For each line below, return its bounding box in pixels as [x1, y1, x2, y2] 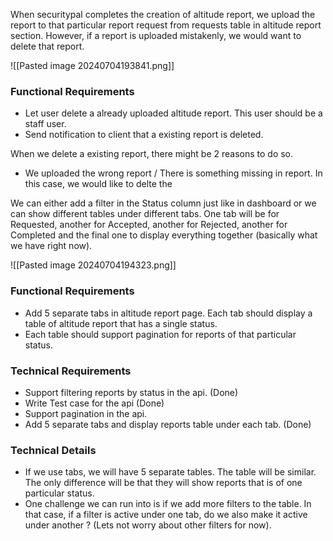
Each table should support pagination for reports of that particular [24, 328, 297, 340]
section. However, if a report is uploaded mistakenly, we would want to [10, 30, 302, 41]
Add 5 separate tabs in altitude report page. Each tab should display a [24, 307, 313, 319]
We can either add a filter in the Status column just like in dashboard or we [10, 197, 317, 209]
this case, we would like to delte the [24, 178, 173, 190]
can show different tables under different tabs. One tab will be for [10, 208, 280, 220]
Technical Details [10, 443, 97, 457]
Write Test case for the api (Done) [24, 397, 165, 409]
